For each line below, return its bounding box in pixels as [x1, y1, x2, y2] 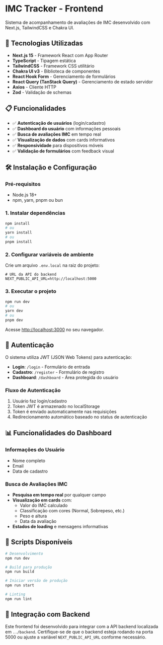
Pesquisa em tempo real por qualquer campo [12, 491, 106, 497]
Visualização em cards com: [12, 497, 72, 503]
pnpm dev [5, 318, 23, 323]
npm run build [5, 569, 35, 574]
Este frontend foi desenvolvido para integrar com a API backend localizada [5, 623, 159, 629]
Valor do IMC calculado [19, 502, 68, 508]
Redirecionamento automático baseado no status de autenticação [12, 414, 148, 420]
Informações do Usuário [5, 446, 65, 453]
